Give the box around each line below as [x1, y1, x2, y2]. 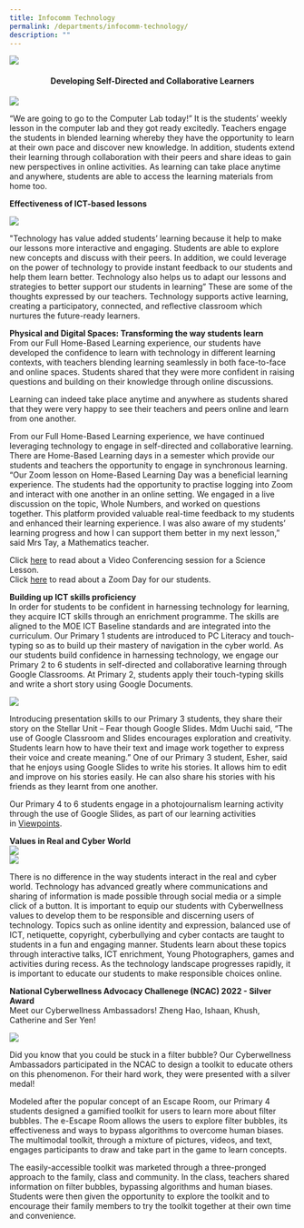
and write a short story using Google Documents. [9, 679, 193, 689]
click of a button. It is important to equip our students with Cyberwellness [9, 900, 284, 911]
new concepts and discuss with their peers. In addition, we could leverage [9, 252, 288, 263]
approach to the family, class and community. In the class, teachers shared [9, 1171, 289, 1183]
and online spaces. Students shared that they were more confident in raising [9, 366, 295, 377]
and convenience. [9, 1210, 77, 1221]
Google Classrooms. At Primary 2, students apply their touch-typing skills [9, 669, 284, 679]
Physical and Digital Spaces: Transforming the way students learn [9, 327, 264, 338]
